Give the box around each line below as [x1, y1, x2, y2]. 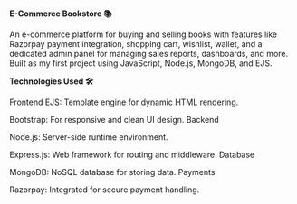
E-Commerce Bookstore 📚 [9, 8, 112, 19]
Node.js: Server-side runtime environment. [9, 132, 169, 143]
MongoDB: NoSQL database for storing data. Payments [9, 167, 216, 177]
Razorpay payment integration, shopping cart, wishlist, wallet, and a [9, 39, 263, 49]
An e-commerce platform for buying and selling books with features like [9, 29, 278, 40]
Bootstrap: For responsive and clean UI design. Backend [9, 115, 219, 125]
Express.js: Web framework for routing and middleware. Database [9, 149, 255, 160]
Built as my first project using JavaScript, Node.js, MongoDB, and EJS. [9, 58, 273, 69]
